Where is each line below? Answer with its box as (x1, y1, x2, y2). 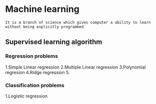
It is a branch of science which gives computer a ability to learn (5, 20, 151, 25)
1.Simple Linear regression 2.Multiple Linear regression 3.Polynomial (5, 64, 146, 70)
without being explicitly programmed (5, 24, 84, 29)
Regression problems (5, 53, 58, 60)
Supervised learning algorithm (5, 38, 102, 46)
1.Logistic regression (5, 93, 48, 99)
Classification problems (5, 82, 64, 89)
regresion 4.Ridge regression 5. (5, 69, 70, 75)
